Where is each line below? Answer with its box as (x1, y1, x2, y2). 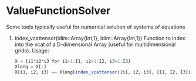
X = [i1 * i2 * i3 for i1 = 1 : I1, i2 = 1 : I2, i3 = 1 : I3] (14, 58, 131, 64)
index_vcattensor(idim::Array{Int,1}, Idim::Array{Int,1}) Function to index (14, 34, 186, 41)
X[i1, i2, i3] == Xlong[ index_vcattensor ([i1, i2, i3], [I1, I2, (14, 69, 178, 75)
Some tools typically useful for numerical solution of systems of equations (6, 23, 185, 30)
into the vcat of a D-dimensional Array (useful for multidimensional (14, 41, 176, 48)
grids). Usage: (14, 47, 49, 54)
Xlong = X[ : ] (14, 64, 47, 69)
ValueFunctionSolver (6, 4, 111, 17)
